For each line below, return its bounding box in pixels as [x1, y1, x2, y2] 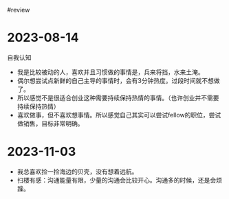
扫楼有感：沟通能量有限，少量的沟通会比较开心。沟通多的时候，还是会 [17, 176, 217, 184]
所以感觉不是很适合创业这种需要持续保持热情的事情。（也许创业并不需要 [17, 93, 219, 102]
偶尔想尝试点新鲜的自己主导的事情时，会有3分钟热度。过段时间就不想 [17, 76, 215, 84]
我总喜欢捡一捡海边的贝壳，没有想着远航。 [17, 167, 138, 176]
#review [7, 6, 30, 14]
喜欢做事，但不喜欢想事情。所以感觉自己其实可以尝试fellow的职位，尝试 [17, 110, 221, 119]
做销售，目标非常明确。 [17, 119, 84, 128]
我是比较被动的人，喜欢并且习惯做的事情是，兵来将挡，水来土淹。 [17, 68, 204, 76]
